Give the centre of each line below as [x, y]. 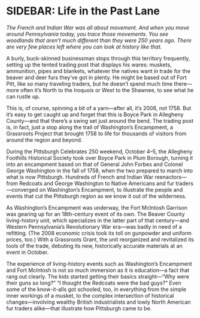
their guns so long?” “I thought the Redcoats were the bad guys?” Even [94, 283]
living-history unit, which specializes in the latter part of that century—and [98, 220]
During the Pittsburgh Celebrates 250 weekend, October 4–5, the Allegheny [99, 152]
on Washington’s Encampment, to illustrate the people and [111, 189]
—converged [22, 189]
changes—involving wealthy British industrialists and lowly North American [99, 302]
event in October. [28, 252]
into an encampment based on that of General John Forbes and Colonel [95, 164]
